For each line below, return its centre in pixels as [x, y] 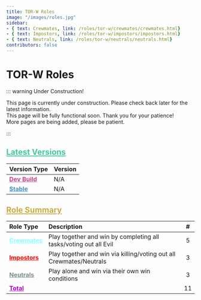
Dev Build [23, 179]
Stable [19, 189]
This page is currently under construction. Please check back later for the [97, 103]
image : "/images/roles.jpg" [41, 17]
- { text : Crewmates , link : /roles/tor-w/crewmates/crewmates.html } [93, 28]
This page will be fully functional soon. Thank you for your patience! [90, 115]
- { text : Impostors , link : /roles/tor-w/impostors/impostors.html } [93, 34]
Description [65, 226]
